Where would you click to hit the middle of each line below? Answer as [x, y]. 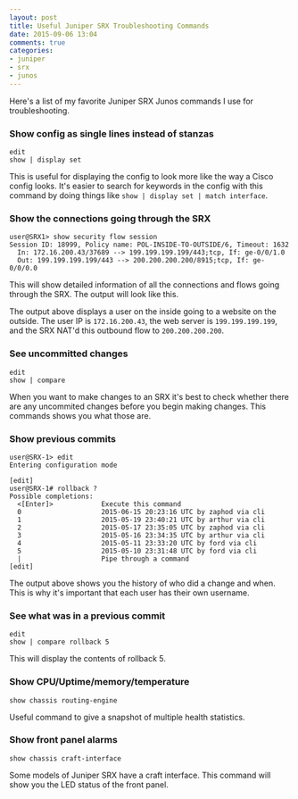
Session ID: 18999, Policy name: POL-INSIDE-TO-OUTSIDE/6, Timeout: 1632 [149, 245]
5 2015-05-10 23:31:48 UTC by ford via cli [137, 551]
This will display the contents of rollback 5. [88, 659]
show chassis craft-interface [66, 758]
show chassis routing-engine [63, 700]
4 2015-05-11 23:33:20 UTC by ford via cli [137, 543]
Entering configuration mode [63, 465]
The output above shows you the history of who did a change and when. [143, 583]
